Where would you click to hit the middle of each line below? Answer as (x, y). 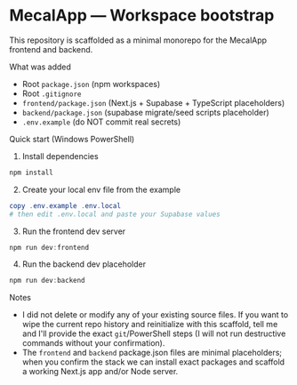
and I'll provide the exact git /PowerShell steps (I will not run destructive (154, 333)
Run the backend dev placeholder (84, 264)
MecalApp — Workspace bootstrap (142, 16)
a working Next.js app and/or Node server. (100, 372)
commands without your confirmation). (93, 343)
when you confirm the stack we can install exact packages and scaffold (153, 362)
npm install (31, 172)
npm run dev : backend (48, 281)
